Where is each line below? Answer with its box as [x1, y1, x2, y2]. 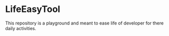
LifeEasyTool [5, 3, 61, 15]
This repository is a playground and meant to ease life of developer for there [5, 20, 164, 26]
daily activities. [5, 25, 36, 31]
